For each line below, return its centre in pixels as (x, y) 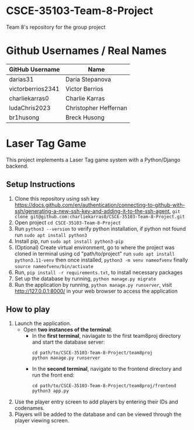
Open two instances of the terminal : (67, 330)
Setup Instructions (41, 184)
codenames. (30, 408)
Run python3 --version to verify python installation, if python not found (100, 228)
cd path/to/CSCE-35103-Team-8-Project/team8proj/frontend (104, 386)
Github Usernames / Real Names (86, 51)
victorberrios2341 (34, 89)
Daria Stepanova (88, 79)
